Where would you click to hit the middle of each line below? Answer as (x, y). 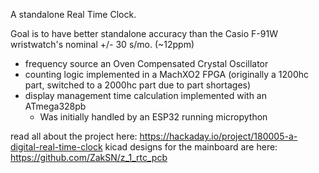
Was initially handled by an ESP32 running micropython (153, 117)
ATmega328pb (55, 106)
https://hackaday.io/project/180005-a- (218, 136)
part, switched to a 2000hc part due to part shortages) (138, 85)
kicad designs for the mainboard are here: (191, 147)
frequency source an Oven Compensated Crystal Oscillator (146, 63)
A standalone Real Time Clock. (73, 14)
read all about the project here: (74, 136)
